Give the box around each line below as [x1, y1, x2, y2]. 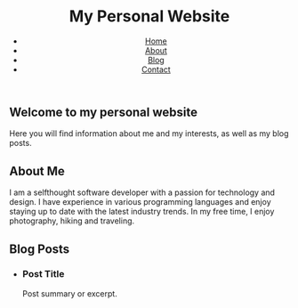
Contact [141, 64, 171, 75]
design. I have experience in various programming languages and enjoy [9, 197, 271, 207]
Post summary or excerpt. [21, 288, 117, 299]
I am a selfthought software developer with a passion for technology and [9, 187, 276, 198]
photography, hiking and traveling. [9, 215, 135, 226]
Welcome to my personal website [9, 104, 198, 119]
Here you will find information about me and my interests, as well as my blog [9, 128, 289, 139]
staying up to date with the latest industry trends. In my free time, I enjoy [9, 207, 275, 217]
